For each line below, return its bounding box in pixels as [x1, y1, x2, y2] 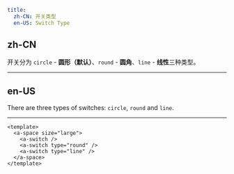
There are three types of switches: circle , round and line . [7, 104, 174, 112]
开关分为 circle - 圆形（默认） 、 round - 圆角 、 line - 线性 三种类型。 [7, 58, 200, 66]
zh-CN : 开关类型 [13, 13, 57, 20]
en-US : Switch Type [13, 19, 70, 26]
